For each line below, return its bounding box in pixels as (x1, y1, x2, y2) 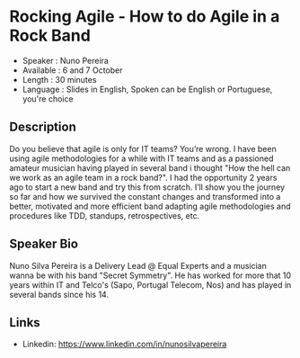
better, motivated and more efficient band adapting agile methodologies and (9, 201, 291, 211)
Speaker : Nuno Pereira (22, 55, 110, 66)
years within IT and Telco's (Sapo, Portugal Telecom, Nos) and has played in (9, 279, 292, 290)
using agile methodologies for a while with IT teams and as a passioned (9, 153, 274, 164)
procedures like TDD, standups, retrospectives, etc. (9, 210, 200, 221)
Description (9, 120, 76, 135)
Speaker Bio (9, 237, 79, 252)
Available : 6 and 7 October (22, 65, 123, 76)
